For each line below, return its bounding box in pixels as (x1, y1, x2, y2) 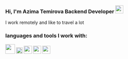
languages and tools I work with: (5, 32, 88, 39)
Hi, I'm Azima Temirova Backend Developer (5, 8, 115, 15)
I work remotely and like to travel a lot (5, 19, 84, 25)
